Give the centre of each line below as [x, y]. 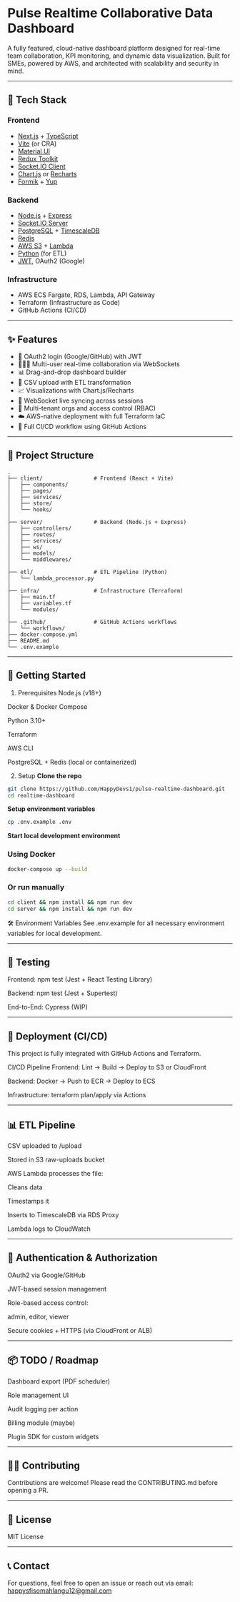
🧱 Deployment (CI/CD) [58, 1036]
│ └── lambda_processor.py [51, 578]
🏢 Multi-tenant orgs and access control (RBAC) [86, 408]
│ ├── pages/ [30, 490]
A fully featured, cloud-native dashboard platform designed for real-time [114, 48]
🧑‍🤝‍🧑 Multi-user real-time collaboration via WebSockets [99, 364]
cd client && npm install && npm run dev [70, 902]
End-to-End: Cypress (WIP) [47, 1007]
